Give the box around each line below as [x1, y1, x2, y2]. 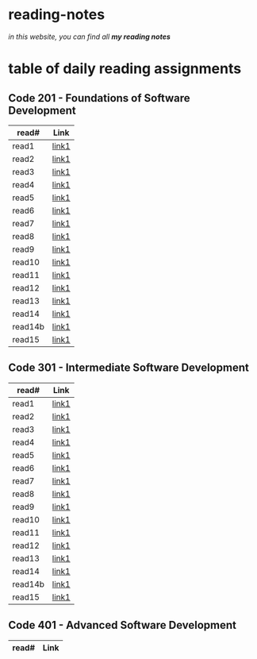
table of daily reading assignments [8, 60, 242, 78]
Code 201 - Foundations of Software [8, 91, 190, 105]
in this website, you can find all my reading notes [8, 32, 171, 41]
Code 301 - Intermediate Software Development [8, 361, 250, 375]
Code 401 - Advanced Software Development [8, 619, 236, 632]
